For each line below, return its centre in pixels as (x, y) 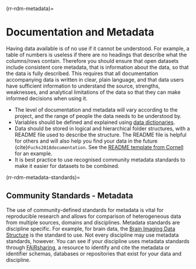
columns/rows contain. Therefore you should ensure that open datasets (92, 60)
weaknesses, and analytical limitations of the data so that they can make (93, 92)
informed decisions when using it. (47, 98)
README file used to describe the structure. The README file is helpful (100, 134)
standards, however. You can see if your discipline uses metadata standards (98, 241)
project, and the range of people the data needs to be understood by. (98, 116)
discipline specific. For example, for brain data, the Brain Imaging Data (91, 228)
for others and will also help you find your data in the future (86, 141)
